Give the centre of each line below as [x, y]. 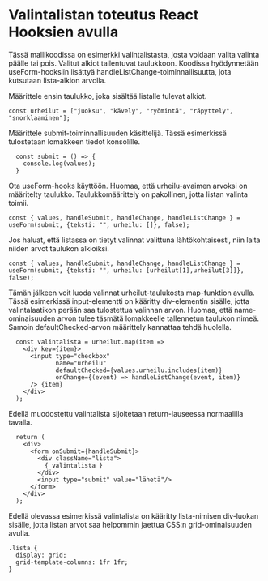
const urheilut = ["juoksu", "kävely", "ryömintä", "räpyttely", [121, 111]
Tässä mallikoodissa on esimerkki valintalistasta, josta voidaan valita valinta [134, 54]
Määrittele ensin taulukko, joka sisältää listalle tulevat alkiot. [108, 96]
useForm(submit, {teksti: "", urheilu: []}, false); [99, 224]
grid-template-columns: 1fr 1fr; [72, 562]
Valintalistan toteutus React [104, 15]
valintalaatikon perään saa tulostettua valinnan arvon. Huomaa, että [121, 310]
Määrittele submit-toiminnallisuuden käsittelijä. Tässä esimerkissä [117, 133]
